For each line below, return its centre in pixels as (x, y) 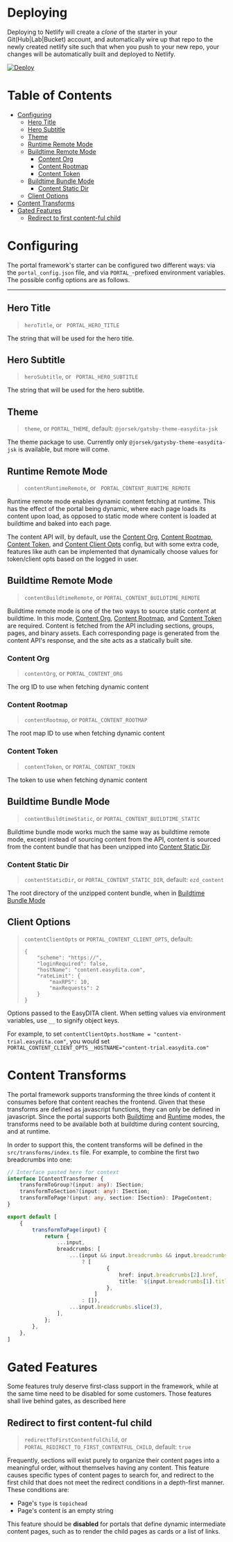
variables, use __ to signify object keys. (63, 1020)
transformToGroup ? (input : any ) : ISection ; (82, 1185)
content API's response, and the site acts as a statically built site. (100, 640)
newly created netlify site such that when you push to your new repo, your (113, 46)
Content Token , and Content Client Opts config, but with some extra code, (113, 544)
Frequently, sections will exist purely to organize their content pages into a (113, 1460)
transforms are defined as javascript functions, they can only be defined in (114, 1109)
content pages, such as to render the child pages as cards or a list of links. (114, 1532)
